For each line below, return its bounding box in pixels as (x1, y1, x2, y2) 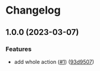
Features (5, 45, 32, 53)
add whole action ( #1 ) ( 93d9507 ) (14, 58, 95, 65)
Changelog (5, 4, 61, 17)
